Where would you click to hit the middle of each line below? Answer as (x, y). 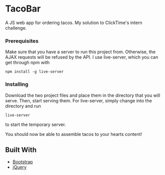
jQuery (19, 167)
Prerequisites (22, 41)
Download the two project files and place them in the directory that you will (83, 95)
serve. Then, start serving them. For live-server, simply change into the (78, 100)
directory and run (23, 106)
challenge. (16, 28)
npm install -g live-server (35, 72)
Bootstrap (23, 162)
